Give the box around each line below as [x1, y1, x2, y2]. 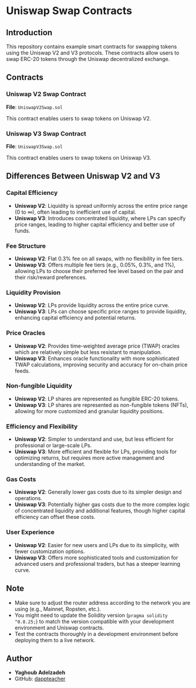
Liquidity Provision [6, 288, 61, 296]
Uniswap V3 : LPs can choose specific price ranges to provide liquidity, [14, 308, 187, 315]
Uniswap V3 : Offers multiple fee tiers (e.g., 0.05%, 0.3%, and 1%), [14, 261, 176, 268]
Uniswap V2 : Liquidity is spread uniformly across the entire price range [14, 202, 188, 209]
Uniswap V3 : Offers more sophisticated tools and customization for [14, 554, 178, 561]
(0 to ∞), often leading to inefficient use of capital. [14, 208, 137, 215]
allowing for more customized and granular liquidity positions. [14, 407, 164, 414]
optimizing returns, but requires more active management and [14, 454, 165, 461]
